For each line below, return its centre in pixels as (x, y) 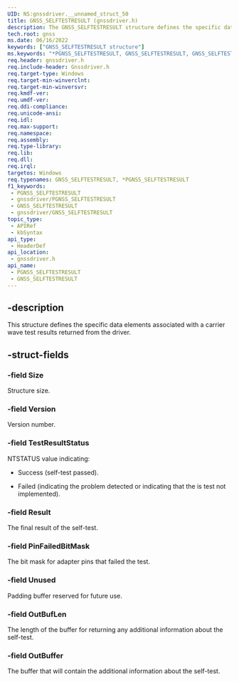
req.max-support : (33, 126)
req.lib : (20, 153)
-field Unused (32, 580)
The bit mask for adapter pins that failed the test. (79, 562)
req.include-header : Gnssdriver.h (59, 67)
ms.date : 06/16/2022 (38, 41)
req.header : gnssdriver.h (46, 61)
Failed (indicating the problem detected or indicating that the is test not (122, 486)
